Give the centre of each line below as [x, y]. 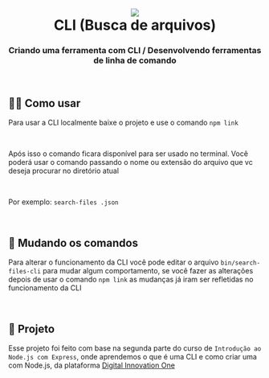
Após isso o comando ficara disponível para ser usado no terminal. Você [128, 154]
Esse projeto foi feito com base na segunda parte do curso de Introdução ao [135, 348]
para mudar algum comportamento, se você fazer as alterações [148, 271]
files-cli [25, 272]
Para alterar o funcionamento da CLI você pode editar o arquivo [114, 262]
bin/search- [240, 263]
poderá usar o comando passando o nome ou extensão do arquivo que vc [130, 162]
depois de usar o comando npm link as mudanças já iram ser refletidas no [131, 279]
